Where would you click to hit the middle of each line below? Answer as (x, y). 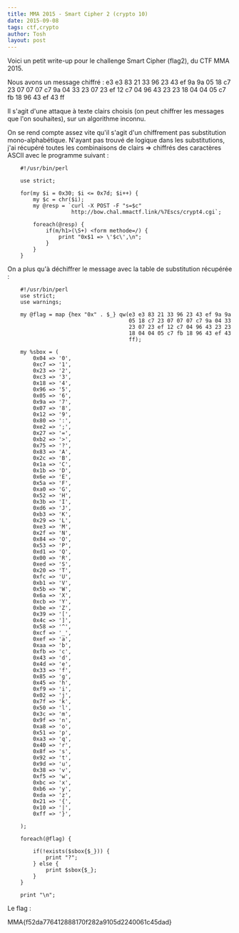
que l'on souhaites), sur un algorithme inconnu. (77, 119)
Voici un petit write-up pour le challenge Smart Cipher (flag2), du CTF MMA (118, 61)
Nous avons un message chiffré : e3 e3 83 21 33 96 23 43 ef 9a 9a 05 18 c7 (119, 82)
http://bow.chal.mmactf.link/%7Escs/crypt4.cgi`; (146, 212)
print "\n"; (38, 895)
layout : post (27, 41)
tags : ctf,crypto (33, 27)
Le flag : (20, 908)
